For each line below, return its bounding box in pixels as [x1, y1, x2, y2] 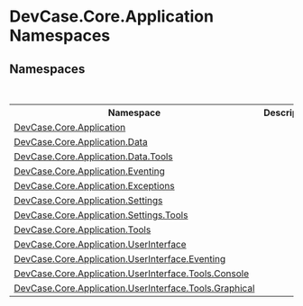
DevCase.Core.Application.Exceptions [14, 180, 175, 192]
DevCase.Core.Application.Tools [14, 223, 151, 236]
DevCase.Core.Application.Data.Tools [14, 150, 173, 163]
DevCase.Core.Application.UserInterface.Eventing [14, 253, 226, 265]
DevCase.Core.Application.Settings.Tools [14, 209, 188, 221]
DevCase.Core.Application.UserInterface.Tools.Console [14, 267, 250, 280]
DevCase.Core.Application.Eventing [14, 165, 165, 177]
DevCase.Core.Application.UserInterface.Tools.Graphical [14, 282, 255, 294]
